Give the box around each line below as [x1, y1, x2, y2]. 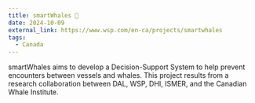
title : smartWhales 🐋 [8, 11, 79, 20]
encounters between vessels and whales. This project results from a [8, 71, 229, 80]
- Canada [15, 41, 44, 49]
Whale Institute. [8, 87, 59, 97]
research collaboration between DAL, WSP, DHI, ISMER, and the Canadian [8, 79, 247, 89]
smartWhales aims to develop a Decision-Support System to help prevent [8, 62, 246, 72]
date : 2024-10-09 [8, 19, 65, 27]
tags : [8, 33, 26, 42]
